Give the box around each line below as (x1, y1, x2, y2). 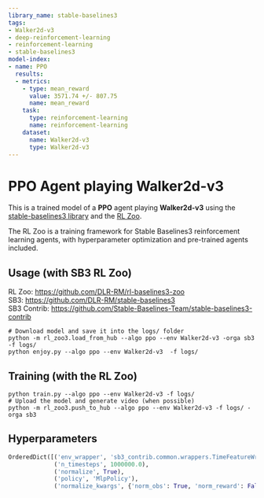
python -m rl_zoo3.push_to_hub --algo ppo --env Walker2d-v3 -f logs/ (8, 404, 244, 411)
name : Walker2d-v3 (28, 135, 90, 144)
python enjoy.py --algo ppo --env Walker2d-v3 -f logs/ (8, 348, 199, 356)
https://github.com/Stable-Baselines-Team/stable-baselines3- (50, 304, 253, 313)
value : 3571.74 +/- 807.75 (28, 92, 118, 100)
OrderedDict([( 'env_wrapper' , (8, 453, 108, 461)
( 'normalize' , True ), (53, 467, 125, 476)
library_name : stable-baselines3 (8, 11, 118, 20)
